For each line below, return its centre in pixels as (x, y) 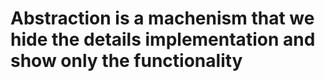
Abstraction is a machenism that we (162, 18)
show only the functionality (126, 61)
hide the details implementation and (163, 39)
